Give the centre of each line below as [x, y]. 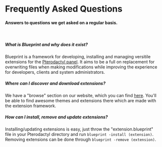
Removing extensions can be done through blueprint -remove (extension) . [81, 140]
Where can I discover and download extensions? [55, 83]
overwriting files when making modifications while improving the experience [81, 67]
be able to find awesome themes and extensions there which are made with [81, 101]
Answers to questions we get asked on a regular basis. [61, 22]
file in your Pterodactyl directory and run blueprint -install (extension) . [79, 134]
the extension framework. [31, 106]
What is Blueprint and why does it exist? [47, 44]
